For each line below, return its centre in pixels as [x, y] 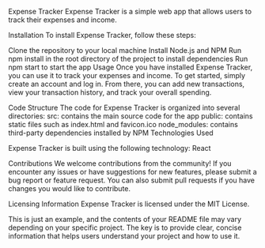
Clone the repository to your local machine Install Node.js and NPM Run [125, 50]
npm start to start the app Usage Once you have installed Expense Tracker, [131, 67]
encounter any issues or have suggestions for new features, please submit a [132, 172]
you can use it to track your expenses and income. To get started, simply [127, 75]
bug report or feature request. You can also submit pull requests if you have [132, 180]
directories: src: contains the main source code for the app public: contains [131, 116]
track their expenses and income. [62, 20]
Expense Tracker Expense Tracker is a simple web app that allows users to [130, 11]
